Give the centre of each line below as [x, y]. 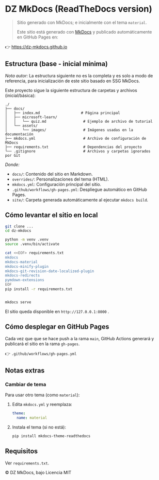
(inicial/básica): [20, 95]
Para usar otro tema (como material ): [42, 395]
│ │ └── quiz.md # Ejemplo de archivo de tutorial [79, 121]
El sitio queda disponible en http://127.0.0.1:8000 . [57, 311]
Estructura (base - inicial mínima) [56, 64]
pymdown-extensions [25, 280]
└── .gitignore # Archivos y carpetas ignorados [78, 151]
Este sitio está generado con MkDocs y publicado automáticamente [84, 32]
